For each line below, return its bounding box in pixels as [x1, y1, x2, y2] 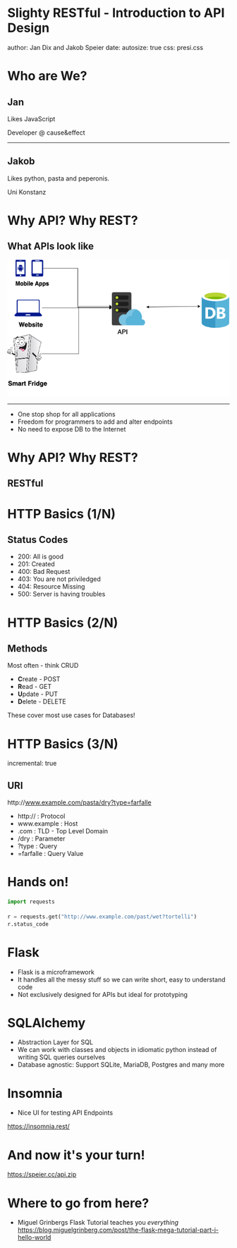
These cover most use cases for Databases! [7, 711, 135, 720]
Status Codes [7, 534, 68, 546]
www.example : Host [17, 819, 78, 828]
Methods [7, 643, 48, 654]
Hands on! [7, 874, 69, 890]
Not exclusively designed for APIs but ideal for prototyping [17, 990, 188, 998]
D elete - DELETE [17, 697, 66, 706]
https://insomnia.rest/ [7, 1122, 71, 1131]
